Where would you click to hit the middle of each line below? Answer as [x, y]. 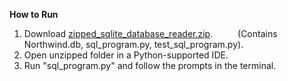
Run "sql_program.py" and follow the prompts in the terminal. [150, 65]
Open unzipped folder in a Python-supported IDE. [126, 55]
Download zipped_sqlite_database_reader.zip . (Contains [150, 33]
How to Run [34, 14]
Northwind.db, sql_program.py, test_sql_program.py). [133, 44]
